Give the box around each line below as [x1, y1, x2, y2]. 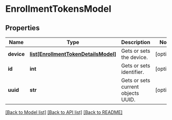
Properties [5, 24, 40, 32]
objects [121, 90, 139, 96]
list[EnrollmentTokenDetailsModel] [30, 51, 117, 57]
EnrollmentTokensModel [5, 3, 112, 15]
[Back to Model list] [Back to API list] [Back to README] [5, 109, 123, 115]
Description [121, 39, 150, 46]
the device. [121, 54, 148, 61]
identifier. [121, 69, 144, 75]
